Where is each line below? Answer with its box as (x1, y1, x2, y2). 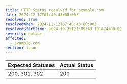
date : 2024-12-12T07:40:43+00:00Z (5, 12, 79, 17)
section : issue (5, 45, 38, 50)
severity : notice (5, 31, 42, 36)
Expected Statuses (8, 62, 55, 69)
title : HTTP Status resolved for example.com (5, 7, 104, 13)
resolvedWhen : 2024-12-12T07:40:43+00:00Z (5, 21, 97, 27)
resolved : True (5, 17, 38, 22)
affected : (5, 36, 27, 41)
